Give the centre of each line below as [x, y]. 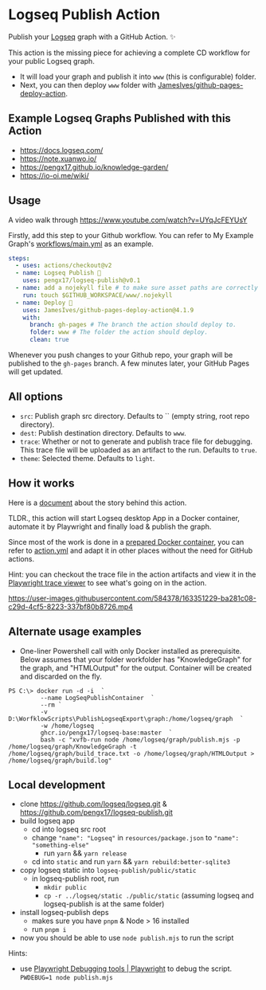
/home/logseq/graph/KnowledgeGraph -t [72, 746]
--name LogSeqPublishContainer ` [98, 698]
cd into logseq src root [68, 829]
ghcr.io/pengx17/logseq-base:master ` [106, 733]
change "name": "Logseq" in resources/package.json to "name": [135, 838]
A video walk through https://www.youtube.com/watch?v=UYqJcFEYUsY [128, 220]
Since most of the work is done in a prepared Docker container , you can [126, 542]
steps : [19, 258]
